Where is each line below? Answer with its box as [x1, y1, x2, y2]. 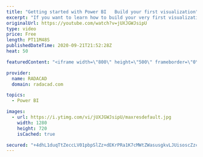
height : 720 [17, 125, 47, 132]
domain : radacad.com [11, 81, 63, 88]
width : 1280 [17, 120, 47, 126]
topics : [6, 92, 26, 98]
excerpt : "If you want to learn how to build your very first [6, 14, 166, 21]
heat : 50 [6, 48, 28, 54]
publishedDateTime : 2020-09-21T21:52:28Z [6, 43, 112, 49]
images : [6, 109, 26, 115]
